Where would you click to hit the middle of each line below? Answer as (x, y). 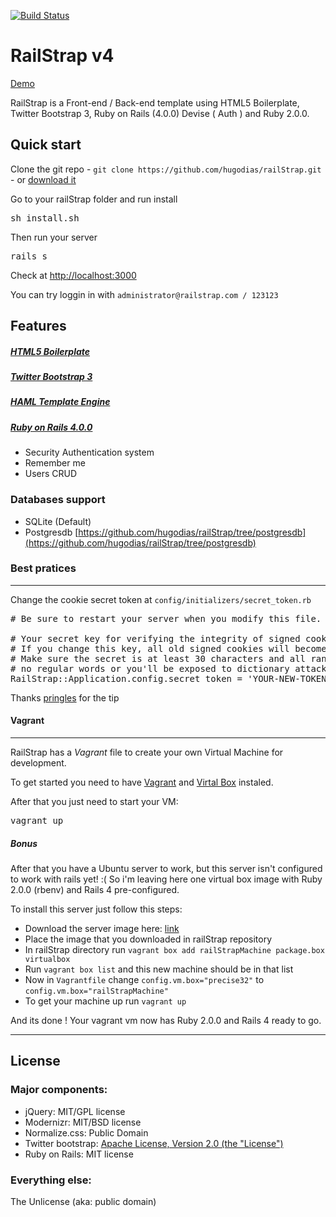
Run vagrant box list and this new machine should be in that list (159, 969)
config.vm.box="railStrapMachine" (96, 991)
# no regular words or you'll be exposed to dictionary (150, 668)
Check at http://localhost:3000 (73, 275)
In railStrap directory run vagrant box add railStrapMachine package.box (174, 949)
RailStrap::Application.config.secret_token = (126, 678)
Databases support (58, 500)
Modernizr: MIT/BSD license (83, 1122)
